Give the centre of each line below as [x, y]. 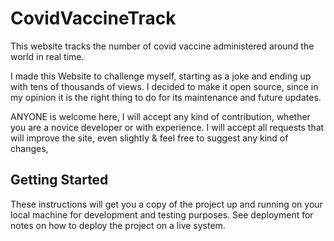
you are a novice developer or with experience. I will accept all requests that [167, 127]
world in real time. [47, 56]
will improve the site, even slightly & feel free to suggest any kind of [149, 138]
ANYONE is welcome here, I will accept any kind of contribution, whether [160, 116]
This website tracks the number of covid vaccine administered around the [162, 46]
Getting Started [59, 180]
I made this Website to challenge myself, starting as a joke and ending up [161, 76]
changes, [29, 148]
